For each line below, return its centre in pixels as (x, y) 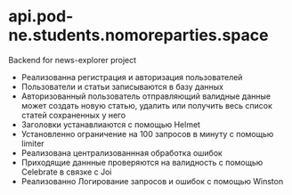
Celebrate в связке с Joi (66, 172)
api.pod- (41, 16)
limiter (33, 143)
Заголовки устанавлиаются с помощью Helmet (111, 124)
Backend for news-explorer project (73, 60)
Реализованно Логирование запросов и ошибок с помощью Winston (152, 181)
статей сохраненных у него (73, 115)
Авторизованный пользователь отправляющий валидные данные (146, 96)
